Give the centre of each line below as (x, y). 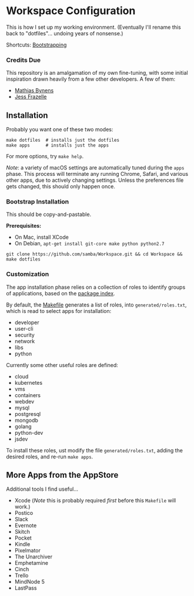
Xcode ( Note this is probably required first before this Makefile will (95, 501)
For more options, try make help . (45, 157)
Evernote (26, 525)
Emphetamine (31, 563)
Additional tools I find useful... (42, 489)
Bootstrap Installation (38, 201)
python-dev (29, 432)
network (25, 341)
